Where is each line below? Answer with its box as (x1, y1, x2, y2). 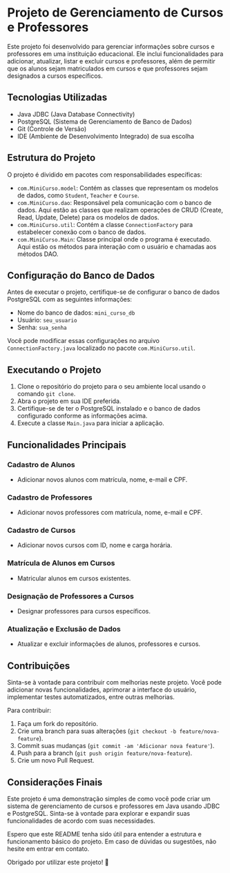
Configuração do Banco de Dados (7, 269, 155, 281)
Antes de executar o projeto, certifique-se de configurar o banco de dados (7, 288, 220, 296)
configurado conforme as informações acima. (17, 412, 148, 420)
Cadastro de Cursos (7, 526, 76, 536)
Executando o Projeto (7, 364, 102, 375)
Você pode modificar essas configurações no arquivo (7, 337, 160, 345)
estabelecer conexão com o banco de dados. (17, 228, 146, 236)
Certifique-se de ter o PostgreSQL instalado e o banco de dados (17, 404, 201, 413)
